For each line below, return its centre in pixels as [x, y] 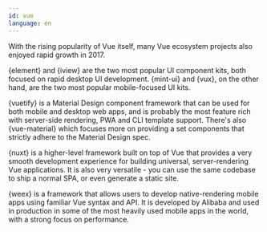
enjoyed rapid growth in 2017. [57, 55]
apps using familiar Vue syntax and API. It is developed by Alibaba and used [134, 202]
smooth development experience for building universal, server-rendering [128, 161]
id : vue [21, 16]
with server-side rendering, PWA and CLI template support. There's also [127, 120]
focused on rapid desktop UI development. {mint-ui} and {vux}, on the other [133, 79]
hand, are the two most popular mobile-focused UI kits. [99, 87]
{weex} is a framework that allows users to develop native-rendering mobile [133, 193]
